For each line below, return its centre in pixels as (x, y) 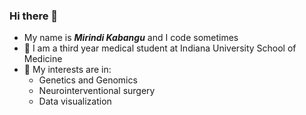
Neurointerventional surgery (97, 91)
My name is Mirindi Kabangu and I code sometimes (131, 38)
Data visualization (75, 101)
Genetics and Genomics (88, 80)
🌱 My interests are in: (67, 70)
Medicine (43, 59)
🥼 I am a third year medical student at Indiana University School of (160, 48)
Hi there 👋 (34, 16)
